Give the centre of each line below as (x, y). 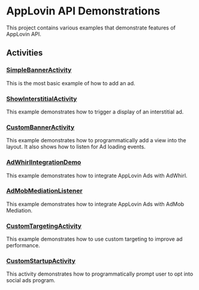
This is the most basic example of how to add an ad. (71, 83)
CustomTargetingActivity (44, 226)
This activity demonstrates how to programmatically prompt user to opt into (100, 274)
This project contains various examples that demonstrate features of (91, 28)
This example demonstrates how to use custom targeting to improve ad (94, 239)
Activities (25, 53)
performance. (23, 246)
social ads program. (31, 280)
